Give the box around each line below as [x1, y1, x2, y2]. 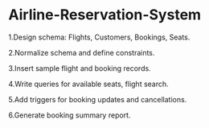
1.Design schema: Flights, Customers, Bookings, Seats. [8, 32, 191, 42]
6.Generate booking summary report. [8, 110, 131, 120]
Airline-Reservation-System [8, 6, 202, 24]
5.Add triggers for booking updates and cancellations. [8, 94, 187, 104]
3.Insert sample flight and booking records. [8, 63, 151, 73]
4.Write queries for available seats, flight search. [8, 79, 169, 89]
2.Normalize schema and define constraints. [8, 47, 155, 57]
